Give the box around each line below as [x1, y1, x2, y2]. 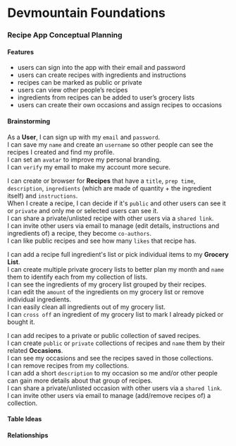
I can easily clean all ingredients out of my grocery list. [7, 302, 166, 311]
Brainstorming [7, 116, 51, 125]
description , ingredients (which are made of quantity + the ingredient [7, 183, 212, 192]
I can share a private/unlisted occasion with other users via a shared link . [7, 383, 223, 392]
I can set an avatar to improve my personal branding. [7, 155, 161, 164]
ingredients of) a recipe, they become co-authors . [7, 229, 152, 237]
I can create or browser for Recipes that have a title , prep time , [7, 176, 196, 185]
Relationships [7, 430, 49, 439]
